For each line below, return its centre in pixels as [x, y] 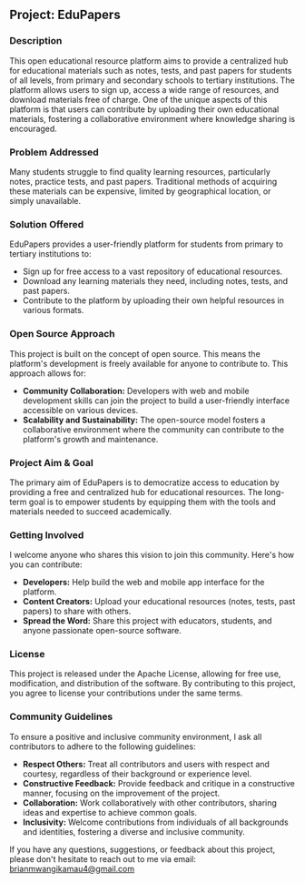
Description [36, 41]
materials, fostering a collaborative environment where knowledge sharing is [152, 118]
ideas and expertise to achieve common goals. [110, 812]
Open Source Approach [62, 334]
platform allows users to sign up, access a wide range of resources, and [144, 89]
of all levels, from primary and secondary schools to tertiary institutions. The [152, 80]
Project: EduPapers [65, 15]
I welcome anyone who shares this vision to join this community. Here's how [152, 555]
